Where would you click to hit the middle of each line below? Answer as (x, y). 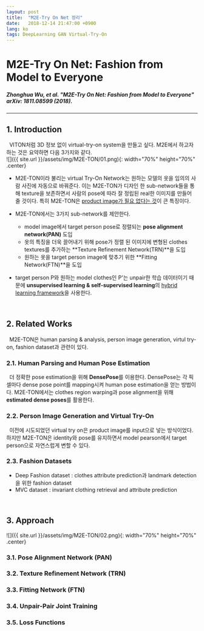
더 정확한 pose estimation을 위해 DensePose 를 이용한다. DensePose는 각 (98, 377)
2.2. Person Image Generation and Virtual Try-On (80, 416)
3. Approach (30, 521)
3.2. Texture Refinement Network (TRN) (66, 573)
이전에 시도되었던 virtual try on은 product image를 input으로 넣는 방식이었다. (101, 430)
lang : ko (17, 29)
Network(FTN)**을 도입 (53, 265)
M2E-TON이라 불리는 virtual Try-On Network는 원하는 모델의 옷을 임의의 (102, 178)
